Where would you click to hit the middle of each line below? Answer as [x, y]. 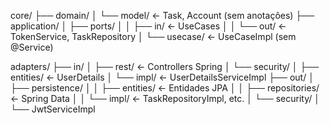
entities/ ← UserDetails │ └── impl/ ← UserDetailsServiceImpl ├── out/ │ [162, 77]
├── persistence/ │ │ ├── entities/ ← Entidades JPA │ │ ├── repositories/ [165, 88]
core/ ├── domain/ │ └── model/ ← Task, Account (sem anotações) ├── [162, 15]
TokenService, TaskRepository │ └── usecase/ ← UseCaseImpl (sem [153, 36]
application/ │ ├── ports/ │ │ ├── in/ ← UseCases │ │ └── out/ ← [148, 26]
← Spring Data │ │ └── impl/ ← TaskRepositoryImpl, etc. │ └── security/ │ [165, 98]
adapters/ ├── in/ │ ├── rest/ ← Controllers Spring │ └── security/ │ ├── [165, 66]
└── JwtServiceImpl [53, 109]
